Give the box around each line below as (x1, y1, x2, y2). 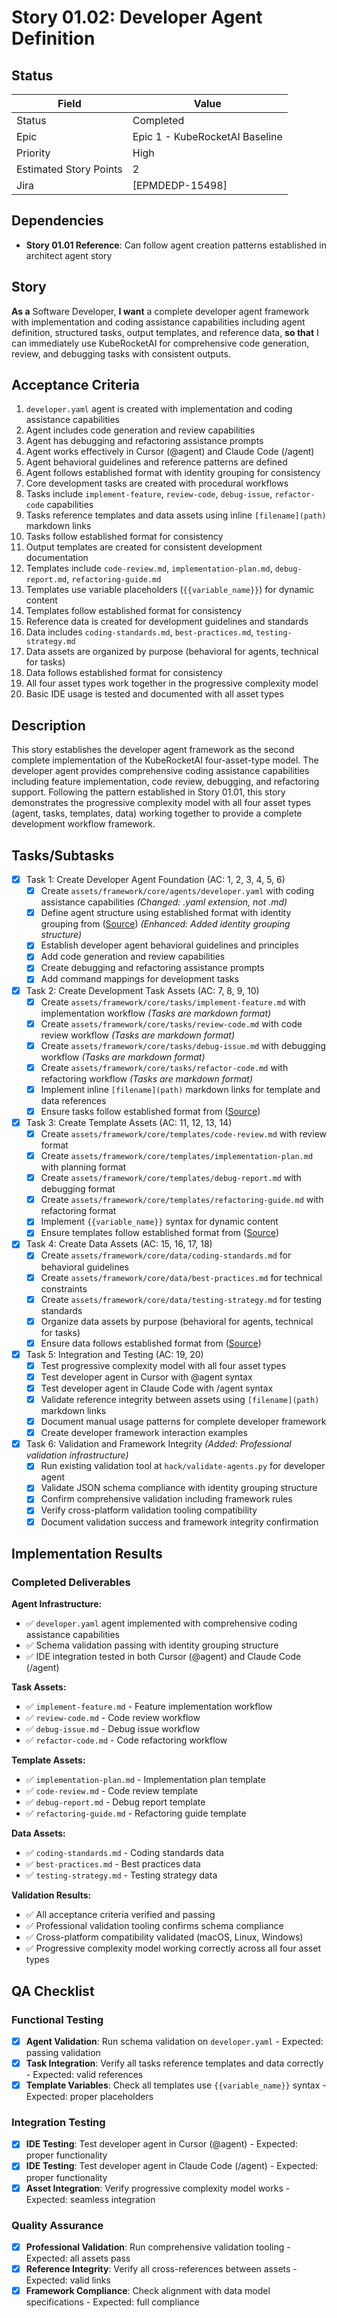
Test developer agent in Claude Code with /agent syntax (40, 1382, 274, 1394)
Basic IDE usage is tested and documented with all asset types (25, 688, 284, 700)
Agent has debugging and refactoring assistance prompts (25, 435, 264, 447)
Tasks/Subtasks (11, 847, 115, 864)
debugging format (40, 1183, 116, 1195)
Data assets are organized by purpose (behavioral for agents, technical (25, 646, 319, 658)
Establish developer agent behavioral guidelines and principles (40, 939, 299, 951)
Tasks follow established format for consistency (25, 531, 224, 543)
